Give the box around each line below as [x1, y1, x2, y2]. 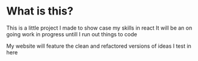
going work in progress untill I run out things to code [6, 30, 138, 37]
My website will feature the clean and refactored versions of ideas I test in [6, 42, 191, 50]
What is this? [6, 4, 74, 18]
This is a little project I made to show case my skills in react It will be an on [6, 24, 193, 31]
